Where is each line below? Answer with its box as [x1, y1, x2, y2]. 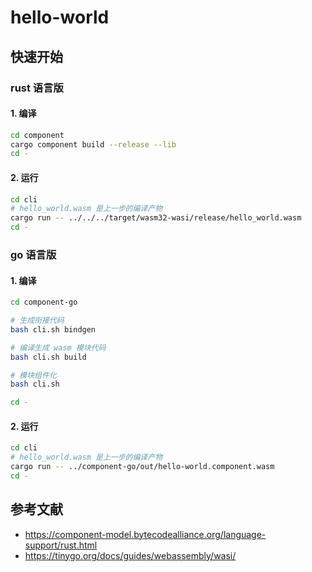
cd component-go [10, 297, 78, 308]
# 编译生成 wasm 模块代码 [10, 342, 107, 353]
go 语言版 [10, 247, 57, 261]
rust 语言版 [10, 81, 64, 95]
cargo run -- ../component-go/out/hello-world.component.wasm [10, 462, 275, 472]
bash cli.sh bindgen [10, 324, 97, 335]
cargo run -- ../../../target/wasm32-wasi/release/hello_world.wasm [10, 213, 302, 223]
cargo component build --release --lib [10, 139, 177, 150]
